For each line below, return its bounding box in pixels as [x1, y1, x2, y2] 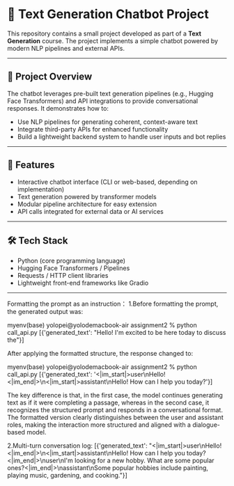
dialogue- [192, 421, 221, 429]
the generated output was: [7, 308, 84, 316]
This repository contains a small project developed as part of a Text [7, 29, 202, 38]
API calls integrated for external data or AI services [17, 207, 164, 215]
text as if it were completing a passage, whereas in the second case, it [7, 398, 210, 407]
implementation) [17, 185, 65, 194]
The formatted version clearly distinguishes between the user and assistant [7, 414, 224, 422]
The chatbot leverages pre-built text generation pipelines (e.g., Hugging [7, 89, 214, 97]
